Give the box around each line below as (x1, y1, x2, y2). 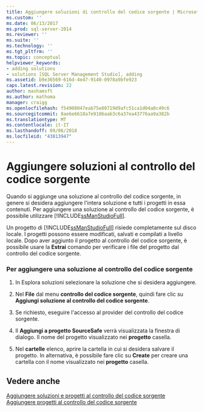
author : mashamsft (6, 88, 53, 94)
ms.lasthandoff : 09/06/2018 (6, 128, 78, 134)
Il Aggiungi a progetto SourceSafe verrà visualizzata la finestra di (15, 327, 180, 335)
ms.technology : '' (6, 43, 53, 49)
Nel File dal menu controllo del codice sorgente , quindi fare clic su (15, 290, 184, 298)
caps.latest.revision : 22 (6, 83, 72, 89)
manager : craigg (6, 99, 47, 105)
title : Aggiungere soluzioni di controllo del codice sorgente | (6, 9, 175, 15)
